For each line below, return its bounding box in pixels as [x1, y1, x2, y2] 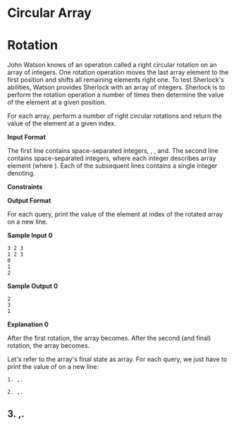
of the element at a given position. [7, 98, 106, 107]
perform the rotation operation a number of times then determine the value [7, 90, 224, 99]
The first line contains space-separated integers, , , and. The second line [7, 147, 219, 155]
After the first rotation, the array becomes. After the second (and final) [7, 334, 211, 343]
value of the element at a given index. [7, 119, 116, 128]
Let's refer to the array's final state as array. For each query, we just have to [7, 355, 228, 364]
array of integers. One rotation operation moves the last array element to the [7, 68, 229, 77]
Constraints [7, 183, 43, 191]
